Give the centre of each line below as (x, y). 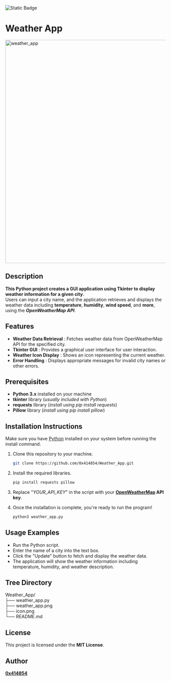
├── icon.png (20, 611)
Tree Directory (29, 583)
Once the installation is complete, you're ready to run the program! (82, 507)
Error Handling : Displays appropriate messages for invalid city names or (89, 360)
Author (17, 661)
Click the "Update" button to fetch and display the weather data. (80, 556)
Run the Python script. (36, 545)
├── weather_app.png (29, 606)
